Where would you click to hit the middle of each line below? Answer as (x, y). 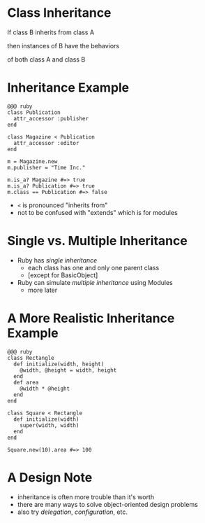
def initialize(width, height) (59, 364)
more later (43, 290)
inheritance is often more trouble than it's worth (86, 497)
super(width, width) (50, 425)
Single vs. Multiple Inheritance (98, 241)
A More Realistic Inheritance (91, 318)
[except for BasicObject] (63, 275)
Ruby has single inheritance (57, 260)
